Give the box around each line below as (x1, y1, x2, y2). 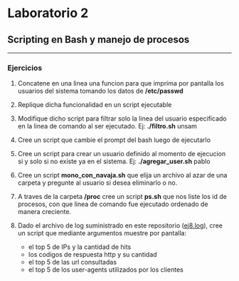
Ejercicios (7, 63, 43, 73)
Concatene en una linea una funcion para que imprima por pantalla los (17, 79, 224, 88)
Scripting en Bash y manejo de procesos (7, 34, 190, 46)
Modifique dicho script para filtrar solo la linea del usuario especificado (17, 114, 227, 123)
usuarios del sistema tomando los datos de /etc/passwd (17, 87, 184, 96)
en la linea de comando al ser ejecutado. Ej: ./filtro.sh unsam (17, 122, 197, 131)
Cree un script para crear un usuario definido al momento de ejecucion (17, 150, 226, 158)
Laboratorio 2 (7, 5, 89, 21)
